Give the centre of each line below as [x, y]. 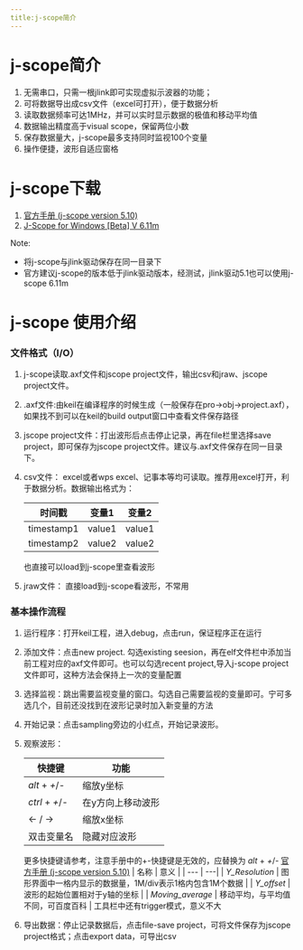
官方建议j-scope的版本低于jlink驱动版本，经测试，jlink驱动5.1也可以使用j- [158, 273]
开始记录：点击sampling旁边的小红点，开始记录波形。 [123, 725]
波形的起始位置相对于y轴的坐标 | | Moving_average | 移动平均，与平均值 [157, 895]
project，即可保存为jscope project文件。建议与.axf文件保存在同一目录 [153, 446]
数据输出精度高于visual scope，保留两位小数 [106, 126]
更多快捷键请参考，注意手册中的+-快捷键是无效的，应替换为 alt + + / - [151, 861]
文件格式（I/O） [45, 353]
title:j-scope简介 [43, 18]
